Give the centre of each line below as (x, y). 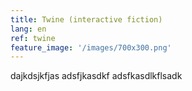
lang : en (28, 29)
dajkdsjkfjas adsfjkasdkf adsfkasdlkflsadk (96, 76)
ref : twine (33, 38)
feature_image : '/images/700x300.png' (91, 47)
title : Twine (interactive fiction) (86, 19)
